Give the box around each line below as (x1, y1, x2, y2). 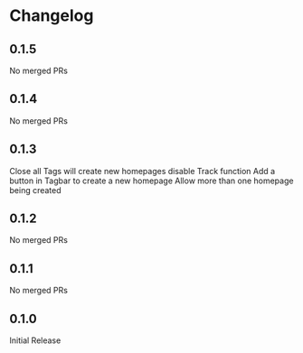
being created (9, 184, 62, 195)
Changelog (9, 5, 94, 26)
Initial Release (9, 335, 62, 346)
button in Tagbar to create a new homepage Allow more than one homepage (9, 175, 294, 186)
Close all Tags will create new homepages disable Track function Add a (9, 165, 276, 176)
